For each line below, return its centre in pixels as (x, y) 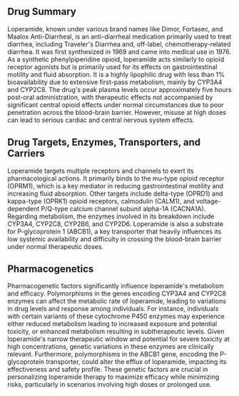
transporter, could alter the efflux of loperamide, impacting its (136, 362)
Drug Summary (42, 12)
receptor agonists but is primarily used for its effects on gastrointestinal (112, 66)
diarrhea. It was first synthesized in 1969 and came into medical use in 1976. (119, 51)
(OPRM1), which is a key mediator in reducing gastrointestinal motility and (115, 186)
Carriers (26, 154)
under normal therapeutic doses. (56, 246)
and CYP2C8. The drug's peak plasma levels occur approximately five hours (119, 89)
